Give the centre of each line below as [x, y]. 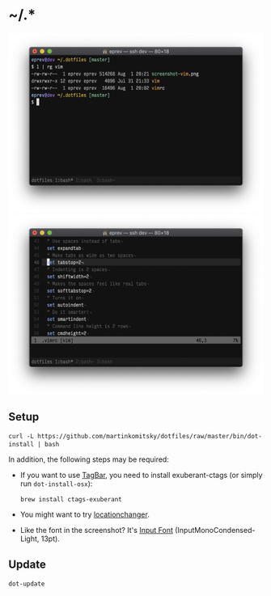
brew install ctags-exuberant [71, 500]
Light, [30, 539]
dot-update [27, 584]
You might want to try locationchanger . [85, 514]
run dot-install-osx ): [56, 484]
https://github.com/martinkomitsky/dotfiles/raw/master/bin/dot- [150, 437]
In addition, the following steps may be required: [89, 459]
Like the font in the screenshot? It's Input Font [97, 530]
